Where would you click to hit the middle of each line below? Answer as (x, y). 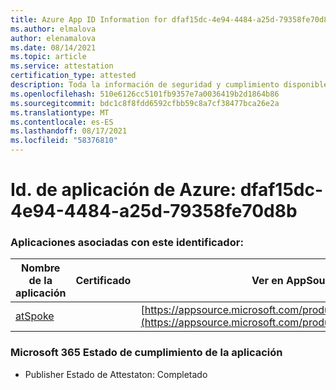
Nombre (41, 268)
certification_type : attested (73, 76)
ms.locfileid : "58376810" (64, 141)
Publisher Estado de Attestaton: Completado (116, 374)
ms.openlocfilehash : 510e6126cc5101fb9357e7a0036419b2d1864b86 (145, 94)
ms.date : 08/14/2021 (53, 47)
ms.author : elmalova (53, 29)
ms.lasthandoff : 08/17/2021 (69, 131)
